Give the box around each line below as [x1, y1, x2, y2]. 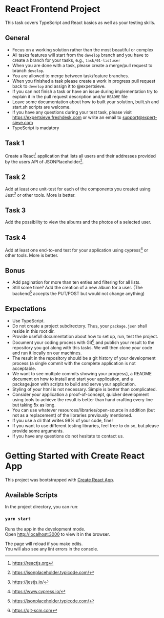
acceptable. [12, 366, 37, 371]
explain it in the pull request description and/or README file [12, 93, 128, 99]
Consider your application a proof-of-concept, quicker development [12, 391, 149, 397]
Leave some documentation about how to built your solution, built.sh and [12, 99, 159, 105]
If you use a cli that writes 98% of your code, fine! [12, 417, 113, 423]
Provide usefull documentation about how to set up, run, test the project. [12, 333, 159, 339]
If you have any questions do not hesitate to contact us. [12, 433, 124, 439]
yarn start [5, 516, 31, 522]
